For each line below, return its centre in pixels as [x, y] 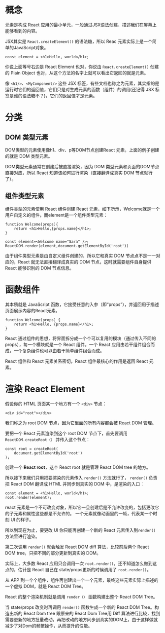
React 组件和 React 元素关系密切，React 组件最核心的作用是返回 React [77, 361]
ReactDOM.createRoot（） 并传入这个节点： [48, 439]
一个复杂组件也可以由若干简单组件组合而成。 [59, 350]
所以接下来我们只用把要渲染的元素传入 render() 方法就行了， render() [76, 478]
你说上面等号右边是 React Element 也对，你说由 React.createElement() [77, 67]
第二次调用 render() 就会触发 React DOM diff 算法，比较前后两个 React [77, 547]
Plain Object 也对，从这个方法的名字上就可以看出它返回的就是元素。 [80, 73]
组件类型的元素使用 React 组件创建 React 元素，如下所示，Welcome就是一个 [82, 209]
